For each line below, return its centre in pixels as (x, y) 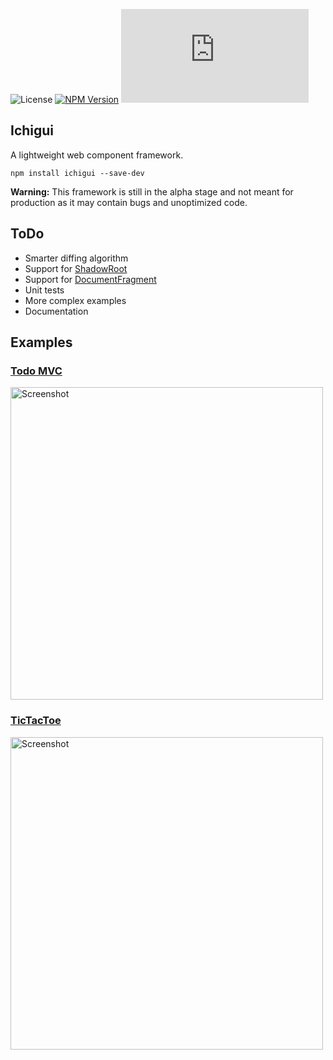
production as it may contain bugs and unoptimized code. (129, 202)
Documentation (56, 311)
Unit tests (44, 290)
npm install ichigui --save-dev (77, 173)
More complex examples (75, 300)
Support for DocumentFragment (90, 279)
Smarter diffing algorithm (76, 258)
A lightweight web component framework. (97, 155)
